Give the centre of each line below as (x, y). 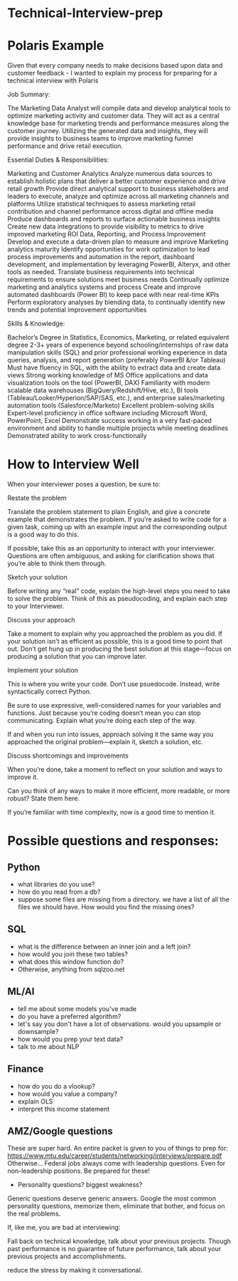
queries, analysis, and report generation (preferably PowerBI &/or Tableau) (117, 360)
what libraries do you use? (56, 884)
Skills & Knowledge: (36, 324)
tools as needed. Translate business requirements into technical (101, 272)
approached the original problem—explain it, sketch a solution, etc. (106, 742)
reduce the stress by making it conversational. (75, 1270)
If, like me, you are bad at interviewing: (64, 1228)
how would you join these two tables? (72, 954)
